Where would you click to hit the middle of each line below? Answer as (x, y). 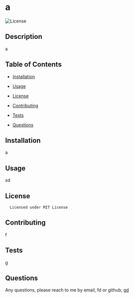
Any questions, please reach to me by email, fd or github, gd (67, 290)
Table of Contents (34, 65)
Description (24, 37)
